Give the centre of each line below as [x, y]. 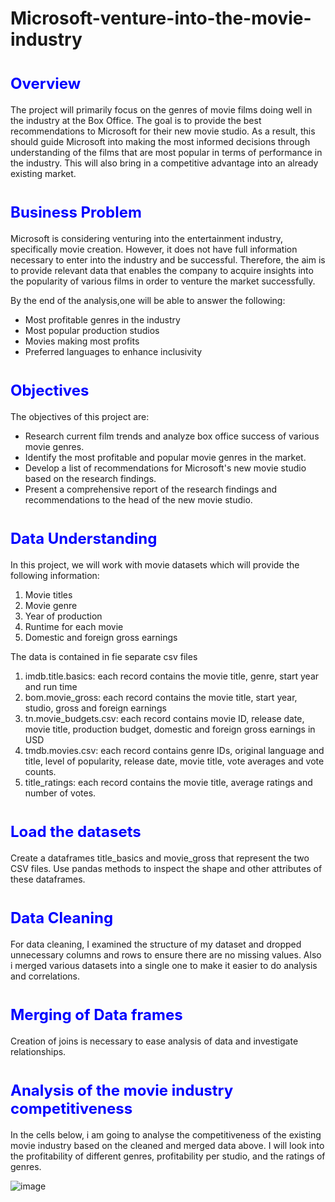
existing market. [43, 174]
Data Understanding [84, 539]
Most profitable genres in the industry [102, 320]
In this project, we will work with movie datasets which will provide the [155, 564]
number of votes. [60, 793]
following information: [55, 575]
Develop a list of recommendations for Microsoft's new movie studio [165, 468]
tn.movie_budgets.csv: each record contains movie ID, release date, [164, 718]
